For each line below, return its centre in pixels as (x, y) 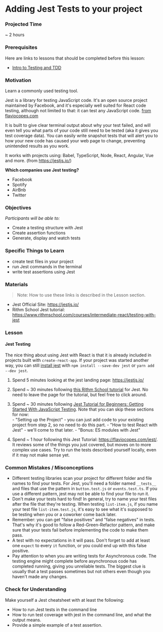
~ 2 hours (15, 35)
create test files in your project (43, 261)
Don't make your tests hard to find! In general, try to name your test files (84, 499)
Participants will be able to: (32, 218)
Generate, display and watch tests (46, 238)
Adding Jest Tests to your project (74, 9)
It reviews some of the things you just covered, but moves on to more (81, 445)
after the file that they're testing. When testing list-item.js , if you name (85, 504)
